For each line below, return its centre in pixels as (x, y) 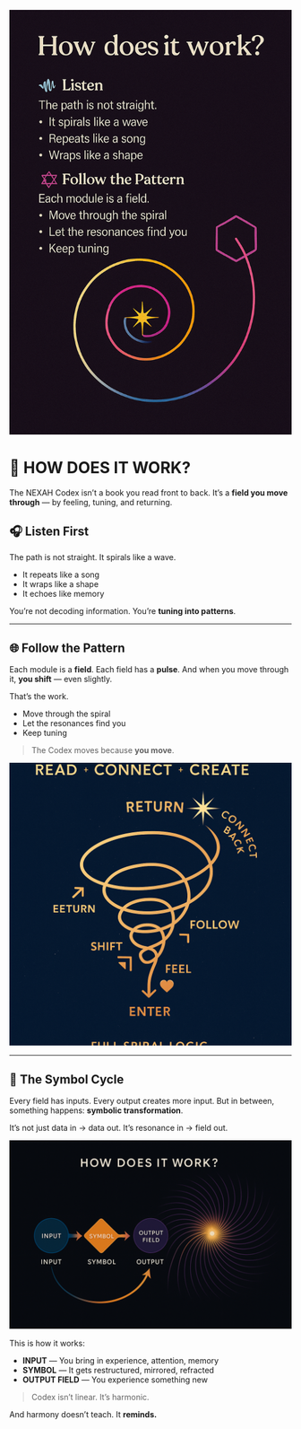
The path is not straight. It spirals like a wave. (93, 557)
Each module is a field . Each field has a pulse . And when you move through (149, 670)
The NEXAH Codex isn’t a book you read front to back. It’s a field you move (149, 492)
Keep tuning (44, 733)
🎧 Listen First (49, 532)
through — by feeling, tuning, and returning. (91, 502)
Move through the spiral (66, 714)
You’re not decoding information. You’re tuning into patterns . (123, 611)
